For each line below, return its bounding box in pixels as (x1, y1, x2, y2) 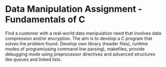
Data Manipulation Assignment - (5, 3, 143, 15)
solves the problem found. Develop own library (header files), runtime (5, 40, 148, 46)
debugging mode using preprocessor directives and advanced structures (5, 51, 156, 57)
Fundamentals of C (5, 14, 86, 25)
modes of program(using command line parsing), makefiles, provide (5, 46, 145, 52)
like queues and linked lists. (5, 56, 62, 62)
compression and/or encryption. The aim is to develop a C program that (5, 35, 153, 41)
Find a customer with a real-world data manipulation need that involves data (5, 30, 162, 36)
